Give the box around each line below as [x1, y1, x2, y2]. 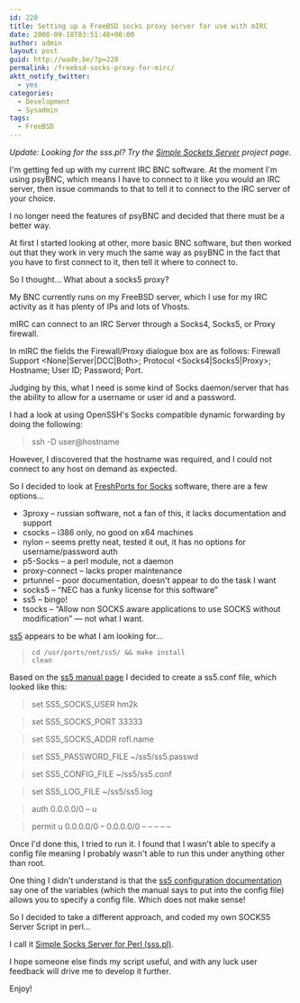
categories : [9, 88, 54, 97]
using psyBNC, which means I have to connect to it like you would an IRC [9, 174, 281, 185]
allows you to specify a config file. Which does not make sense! [9, 894, 246, 905]
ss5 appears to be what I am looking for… [9, 631, 163, 641]
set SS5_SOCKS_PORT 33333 [31, 716, 143, 726]
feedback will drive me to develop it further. [9, 966, 171, 976]
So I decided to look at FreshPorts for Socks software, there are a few [9, 481, 268, 491]
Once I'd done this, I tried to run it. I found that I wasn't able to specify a [9, 839, 277, 849]
